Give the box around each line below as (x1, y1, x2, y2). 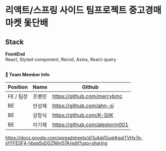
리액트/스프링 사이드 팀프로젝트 (5, 5, 127, 16)
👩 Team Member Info (5, 72, 50, 77)
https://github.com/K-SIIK (52, 112, 114, 119)
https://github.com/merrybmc (52, 93, 123, 99)
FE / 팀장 (8, 93, 28, 100)
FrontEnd (5, 51, 25, 57)
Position (8, 84, 28, 90)
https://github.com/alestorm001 (52, 121, 129, 128)
